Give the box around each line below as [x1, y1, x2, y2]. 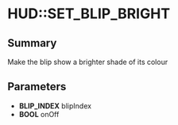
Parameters [7, 80, 67, 93]
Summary [7, 36, 57, 50]
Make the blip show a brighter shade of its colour [7, 57, 168, 66]
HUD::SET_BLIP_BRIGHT [7, 5, 171, 23]
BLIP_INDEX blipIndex [18, 100, 92, 111]
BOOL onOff [18, 109, 60, 119]
